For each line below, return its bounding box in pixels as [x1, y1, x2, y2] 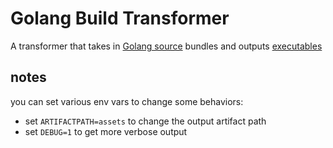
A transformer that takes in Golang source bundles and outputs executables [10, 40, 323, 52]
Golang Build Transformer [10, 7, 230, 30]
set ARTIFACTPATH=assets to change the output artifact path [24, 115, 267, 127]
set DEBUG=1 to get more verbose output [24, 125, 188, 137]
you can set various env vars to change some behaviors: [10, 95, 244, 107]
